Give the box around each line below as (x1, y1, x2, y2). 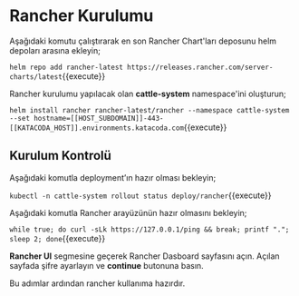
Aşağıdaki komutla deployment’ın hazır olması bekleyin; (9, 172, 217, 183)
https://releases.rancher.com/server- (126, 63, 274, 72)
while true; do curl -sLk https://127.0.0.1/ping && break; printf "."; (9, 224, 290, 234)
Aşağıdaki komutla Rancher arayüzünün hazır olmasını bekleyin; (9, 207, 247, 218)
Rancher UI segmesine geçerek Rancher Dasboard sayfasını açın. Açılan (9, 251, 280, 261)
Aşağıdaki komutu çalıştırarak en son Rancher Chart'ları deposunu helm (9, 35, 277, 46)
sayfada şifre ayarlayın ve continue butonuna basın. (9, 260, 204, 271)
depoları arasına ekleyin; (9, 44, 101, 55)
